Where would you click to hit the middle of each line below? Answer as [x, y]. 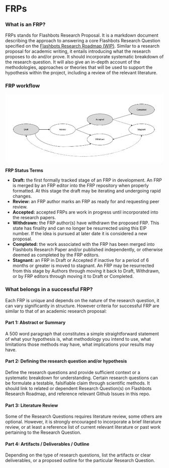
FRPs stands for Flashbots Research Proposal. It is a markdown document [82, 35]
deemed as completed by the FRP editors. [56, 255]
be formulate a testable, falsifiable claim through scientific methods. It [77, 383]
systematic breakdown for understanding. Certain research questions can [82, 378]
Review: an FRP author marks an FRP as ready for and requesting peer [86, 202]
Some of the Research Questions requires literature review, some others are [84, 416]
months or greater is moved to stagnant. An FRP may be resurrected [83, 266]
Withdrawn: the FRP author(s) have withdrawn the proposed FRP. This [86, 223]
